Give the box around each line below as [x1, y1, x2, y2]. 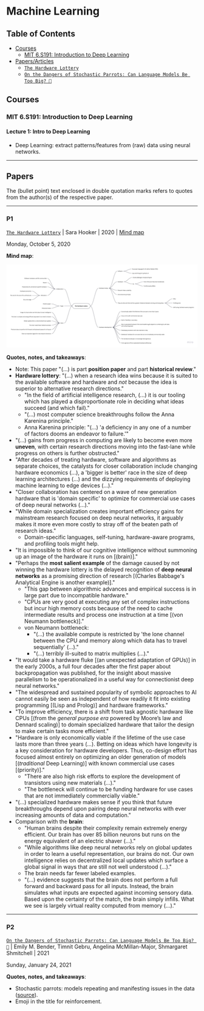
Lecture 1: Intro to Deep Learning [6, 128, 90, 135]
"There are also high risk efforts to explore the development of [24, 773, 181, 780]
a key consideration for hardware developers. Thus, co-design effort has [15, 747, 197, 754]
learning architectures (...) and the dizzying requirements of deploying [15, 476, 191, 483]
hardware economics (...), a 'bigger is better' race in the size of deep [15, 469, 188, 476]
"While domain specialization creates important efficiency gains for [15, 508, 183, 515]
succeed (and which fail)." [24, 405, 90, 412]
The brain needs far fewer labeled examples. [24, 870, 137, 877]
